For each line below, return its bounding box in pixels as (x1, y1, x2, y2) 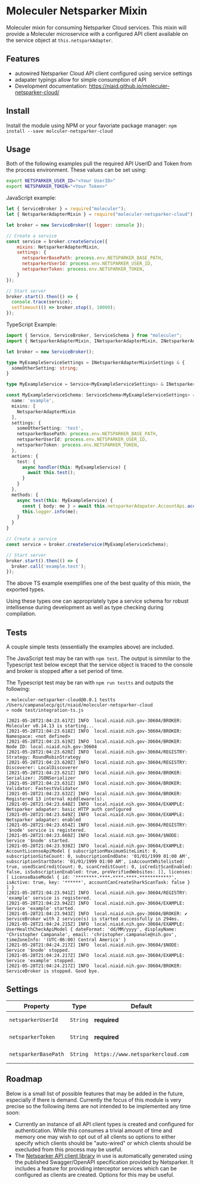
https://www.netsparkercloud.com (94, 1050, 189, 1058)
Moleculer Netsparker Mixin (6, 4, 148, 18)
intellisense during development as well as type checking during (6, 604, 164, 611)
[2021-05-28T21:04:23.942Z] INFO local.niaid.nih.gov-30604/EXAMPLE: (6, 900, 185, 907)
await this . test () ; (27, 470, 76, 476)
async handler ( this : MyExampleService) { (21, 464, 127, 470)
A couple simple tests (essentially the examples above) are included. (6, 643, 174, 650)
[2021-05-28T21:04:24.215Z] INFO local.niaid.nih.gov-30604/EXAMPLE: (6, 921, 185, 928)
